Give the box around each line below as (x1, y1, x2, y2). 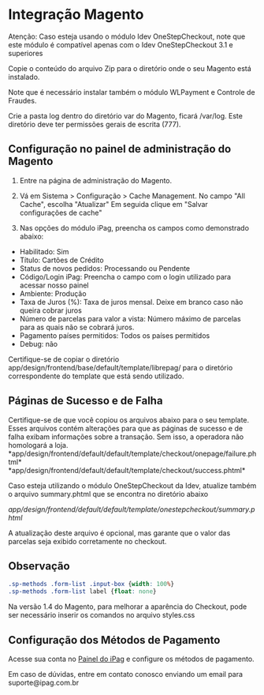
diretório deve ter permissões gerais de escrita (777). (8, 119, 181, 129)
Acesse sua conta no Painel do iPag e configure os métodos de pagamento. (8, 654, 255, 663)
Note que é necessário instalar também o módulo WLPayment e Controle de (8, 87, 255, 96)
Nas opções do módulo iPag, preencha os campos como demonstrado (19, 223, 250, 232)
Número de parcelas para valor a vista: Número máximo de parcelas (19, 314, 242, 323)
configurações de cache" (19, 208, 102, 217)
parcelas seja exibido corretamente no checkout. (8, 536, 167, 546)
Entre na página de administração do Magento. (19, 175, 173, 185)
